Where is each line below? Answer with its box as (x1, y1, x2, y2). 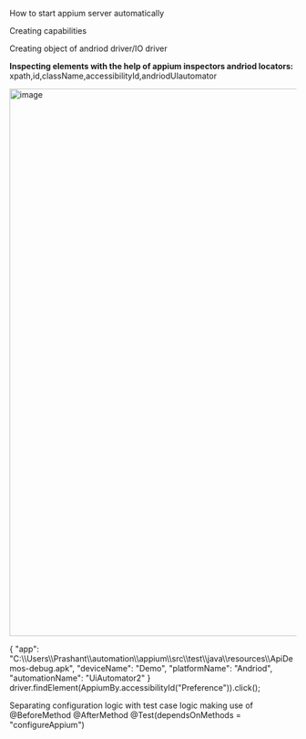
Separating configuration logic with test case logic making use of (9, 700, 253, 711)
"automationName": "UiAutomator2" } (9, 672, 151, 683)
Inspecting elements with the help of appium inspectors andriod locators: (9, 61, 294, 71)
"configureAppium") (9, 720, 85, 730)
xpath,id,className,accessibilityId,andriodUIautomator (9, 70, 217, 81)
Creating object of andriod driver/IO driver (9, 43, 168, 54)
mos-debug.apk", (9, 663, 76, 673)
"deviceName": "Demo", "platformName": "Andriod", (76, 663, 273, 673)
